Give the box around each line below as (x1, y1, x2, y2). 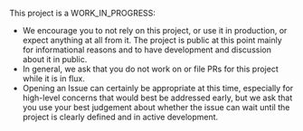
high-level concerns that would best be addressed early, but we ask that (22, 92, 293, 103)
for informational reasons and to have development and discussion (22, 44, 271, 55)
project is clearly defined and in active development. (22, 112, 219, 122)
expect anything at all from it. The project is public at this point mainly (22, 35, 282, 45)
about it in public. (22, 54, 88, 64)
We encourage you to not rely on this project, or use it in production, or (22, 25, 288, 35)
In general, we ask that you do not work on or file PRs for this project (22, 63, 279, 74)
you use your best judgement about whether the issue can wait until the (22, 102, 290, 112)
